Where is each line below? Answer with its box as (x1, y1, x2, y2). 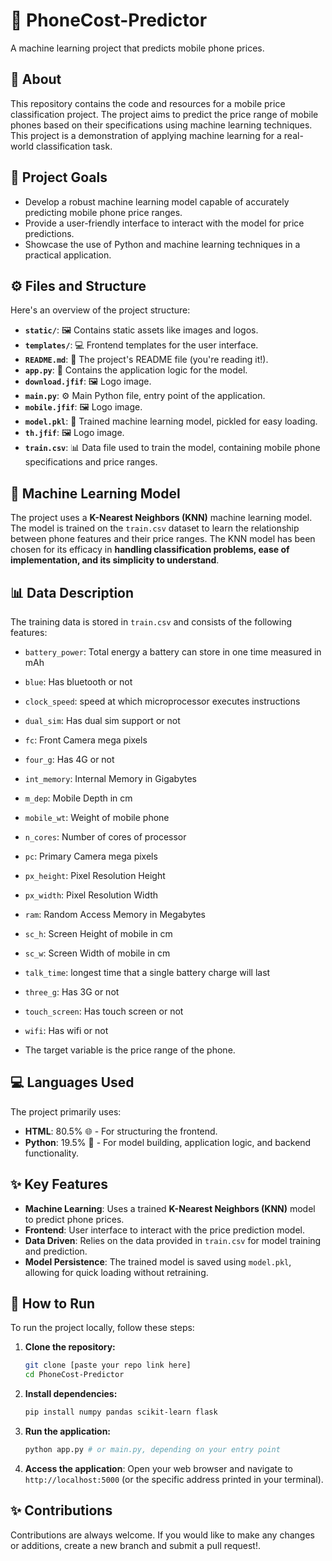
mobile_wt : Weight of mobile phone (24, 812, 170, 823)
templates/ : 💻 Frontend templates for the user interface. (24, 339, 259, 351)
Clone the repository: (24, 1341, 116, 1353)
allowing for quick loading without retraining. (24, 1266, 209, 1278)
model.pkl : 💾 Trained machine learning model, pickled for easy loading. (24, 415, 318, 428)
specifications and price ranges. (24, 456, 158, 468)
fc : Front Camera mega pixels (24, 734, 148, 746)
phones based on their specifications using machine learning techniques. (10, 119, 313, 131)
